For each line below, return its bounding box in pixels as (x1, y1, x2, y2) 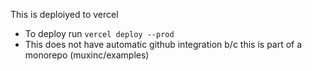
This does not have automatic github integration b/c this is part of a (24, 39, 303, 50)
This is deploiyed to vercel (10, 9, 119, 20)
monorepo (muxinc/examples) (24, 49, 150, 61)
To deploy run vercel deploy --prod (24, 28, 175, 39)
